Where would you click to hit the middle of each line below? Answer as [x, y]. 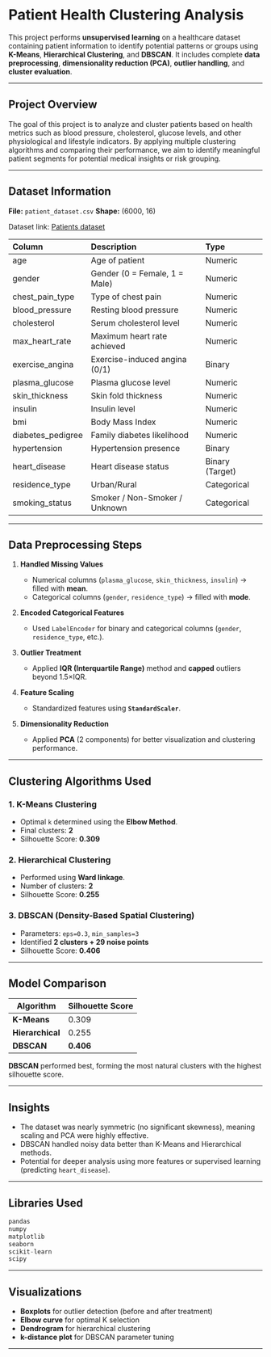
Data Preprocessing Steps [75, 544]
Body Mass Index [123, 422]
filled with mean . [60, 588]
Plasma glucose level [131, 382]
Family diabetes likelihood [140, 435]
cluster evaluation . [40, 71]
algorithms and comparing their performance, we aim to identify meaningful [134, 150]
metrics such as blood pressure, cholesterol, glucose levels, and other [125, 133]
